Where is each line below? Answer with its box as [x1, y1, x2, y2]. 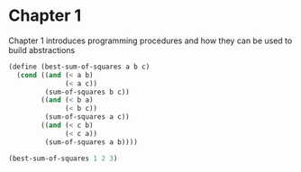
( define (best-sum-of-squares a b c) [8, 62, 150, 71]
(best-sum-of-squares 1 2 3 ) [8, 154, 118, 163]
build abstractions [8, 44, 76, 55]
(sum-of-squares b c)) [44, 87, 130, 96]
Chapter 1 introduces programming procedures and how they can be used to [8, 35, 293, 46]
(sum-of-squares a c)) [44, 113, 130, 122]
